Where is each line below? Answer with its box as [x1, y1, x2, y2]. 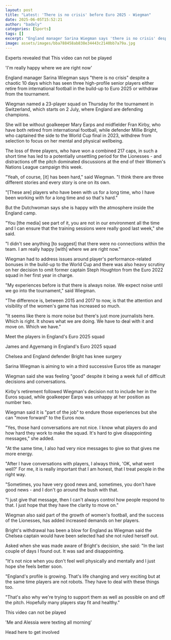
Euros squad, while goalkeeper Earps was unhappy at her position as [5, 394, 150, 400]
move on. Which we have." [5, 323, 61, 329]
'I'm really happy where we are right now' [5, 64, 93, 70]
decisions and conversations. [5, 378, 67, 385]
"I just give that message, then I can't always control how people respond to [5, 496, 165, 503]
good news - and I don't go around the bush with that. [5, 486, 119, 493]
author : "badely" [5, 21, 42, 27]
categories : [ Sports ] [5, 27, 51, 32]
